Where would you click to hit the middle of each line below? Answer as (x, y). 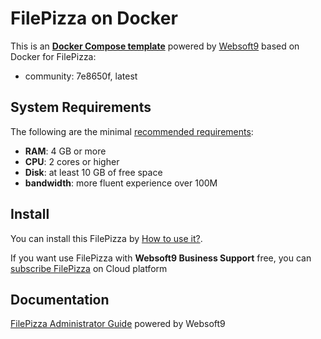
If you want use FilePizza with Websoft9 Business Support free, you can (161, 258)
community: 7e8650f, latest (81, 76)
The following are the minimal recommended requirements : (132, 131)
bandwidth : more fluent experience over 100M (121, 183)
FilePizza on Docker (94, 18)
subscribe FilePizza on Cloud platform (89, 268)
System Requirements (81, 107)
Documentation (60, 299)
